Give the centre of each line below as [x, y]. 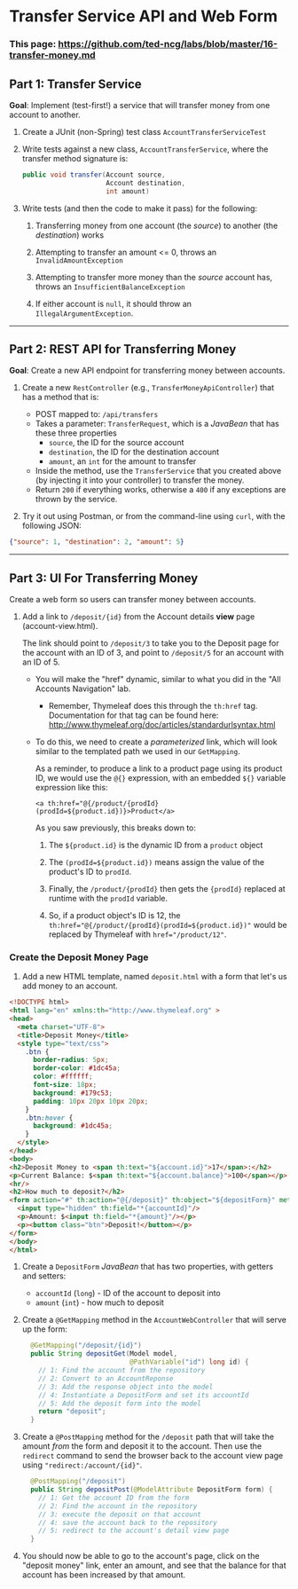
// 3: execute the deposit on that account [120, 1514]
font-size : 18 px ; [65, 1085]
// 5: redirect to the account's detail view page [134, 1531]
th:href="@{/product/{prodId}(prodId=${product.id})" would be [168, 925]
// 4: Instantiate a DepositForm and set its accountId [144, 1395]
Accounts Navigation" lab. [83, 688]
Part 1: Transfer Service [75, 84]
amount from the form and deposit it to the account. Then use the [142, 1446]
